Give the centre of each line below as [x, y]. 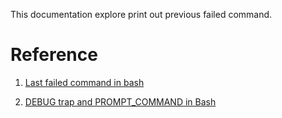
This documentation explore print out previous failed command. [141, 14]
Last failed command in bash [84, 82]
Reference [54, 55]
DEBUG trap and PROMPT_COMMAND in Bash [120, 101]
